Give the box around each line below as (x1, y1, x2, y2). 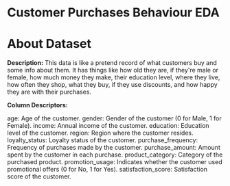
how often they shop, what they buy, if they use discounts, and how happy (7, 81, 218, 89)
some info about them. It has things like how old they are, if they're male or (7, 66, 218, 75)
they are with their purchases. (7, 88, 91, 96)
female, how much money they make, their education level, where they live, (7, 73, 220, 81)
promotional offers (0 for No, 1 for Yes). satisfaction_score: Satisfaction (7, 165, 208, 174)
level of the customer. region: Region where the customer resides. (7, 129, 194, 137)
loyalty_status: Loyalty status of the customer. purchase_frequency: (7, 136, 198, 144)
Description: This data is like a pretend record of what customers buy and (7, 59, 218, 67)
